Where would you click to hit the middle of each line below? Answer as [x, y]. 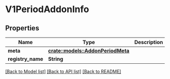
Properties [22, 28]
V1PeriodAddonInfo [47, 9]
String [55, 59]
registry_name [26, 59]
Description [149, 42]
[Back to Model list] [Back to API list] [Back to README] [63, 71]
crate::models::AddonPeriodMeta [89, 51]
